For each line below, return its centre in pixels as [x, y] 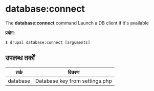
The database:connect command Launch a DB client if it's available [77, 23]
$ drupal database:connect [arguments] [48, 42]
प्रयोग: [10, 33]
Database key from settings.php [74, 81]
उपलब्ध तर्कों [20, 58]
